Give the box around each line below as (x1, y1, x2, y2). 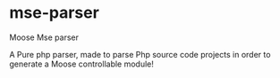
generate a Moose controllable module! (9, 58, 155, 69)
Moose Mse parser (9, 32, 79, 43)
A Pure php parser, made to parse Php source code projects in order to (9, 49, 271, 59)
